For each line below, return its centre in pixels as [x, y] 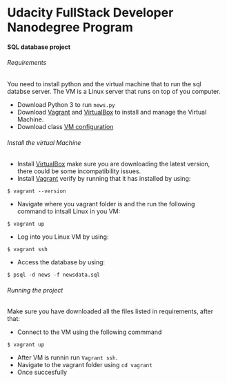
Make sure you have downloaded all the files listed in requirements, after [110, 311]
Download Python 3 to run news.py [66, 104]
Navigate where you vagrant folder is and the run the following [106, 204]
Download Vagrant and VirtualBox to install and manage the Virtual [112, 112]
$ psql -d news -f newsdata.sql [53, 275]
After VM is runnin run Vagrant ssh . [67, 357]
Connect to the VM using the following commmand [89, 332]
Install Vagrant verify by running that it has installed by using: [104, 179]
